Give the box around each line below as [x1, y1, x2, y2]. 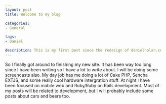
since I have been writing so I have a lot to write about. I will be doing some [5, 66, 158, 72]
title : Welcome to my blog [5, 12, 61, 17]
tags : [5, 34, 16, 40]
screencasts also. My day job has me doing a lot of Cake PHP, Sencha [5, 72, 148, 78]
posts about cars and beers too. [5, 93, 70, 99]
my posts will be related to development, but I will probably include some [5, 88, 154, 94]
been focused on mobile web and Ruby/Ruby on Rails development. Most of [5, 82, 160, 88]
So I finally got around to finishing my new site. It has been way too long [5, 61, 152, 67]
